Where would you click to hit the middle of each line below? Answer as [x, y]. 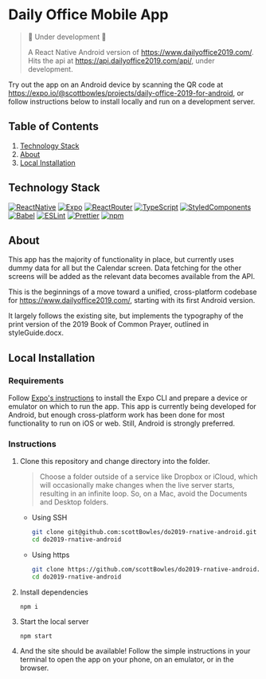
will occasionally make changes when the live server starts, [137, 485]
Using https [51, 555]
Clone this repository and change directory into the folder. [115, 461]
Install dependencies [54, 592]
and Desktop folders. [74, 502]
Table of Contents [54, 126]
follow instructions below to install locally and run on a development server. [132, 101]
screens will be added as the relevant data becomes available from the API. [132, 277]
